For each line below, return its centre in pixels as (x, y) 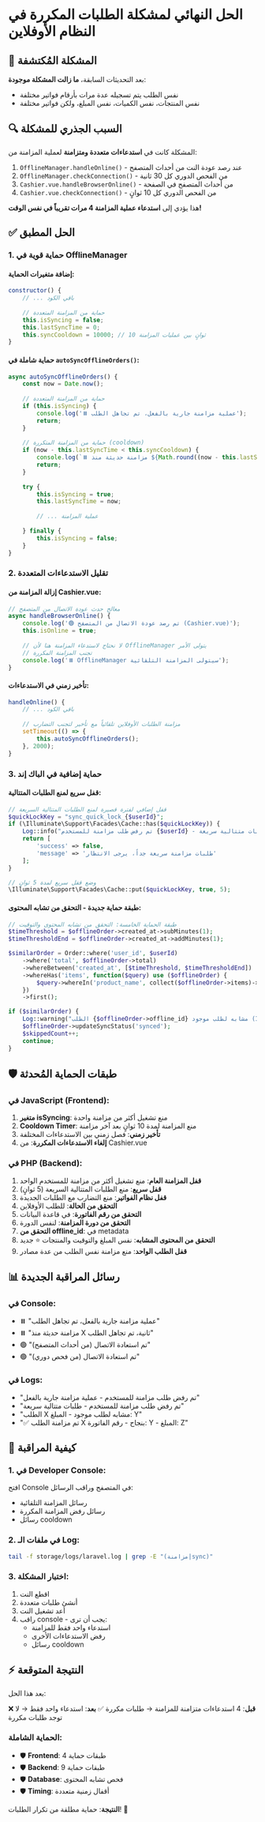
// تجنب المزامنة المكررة (57, 653)
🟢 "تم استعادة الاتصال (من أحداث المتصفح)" (85, 1345)
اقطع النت (34, 1594)
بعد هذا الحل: (27, 1693)
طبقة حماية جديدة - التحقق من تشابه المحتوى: (75, 907)
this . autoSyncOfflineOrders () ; (88, 739)
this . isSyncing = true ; (75, 494)
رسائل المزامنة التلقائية (54, 1503)
